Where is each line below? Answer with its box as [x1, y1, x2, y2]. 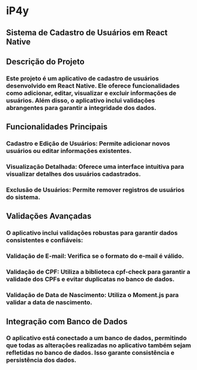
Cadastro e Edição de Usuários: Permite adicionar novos [6, 139, 171, 148]
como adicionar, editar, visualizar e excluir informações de [6, 89, 176, 97]
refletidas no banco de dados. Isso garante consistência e [6, 349, 175, 357]
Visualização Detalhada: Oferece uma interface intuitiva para [6, 163, 184, 171]
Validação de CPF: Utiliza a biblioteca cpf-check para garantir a [6, 268, 191, 276]
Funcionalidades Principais [6, 122, 108, 132]
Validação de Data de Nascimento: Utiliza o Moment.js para [6, 291, 179, 299]
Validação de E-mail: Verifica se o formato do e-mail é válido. [6, 252, 184, 260]
